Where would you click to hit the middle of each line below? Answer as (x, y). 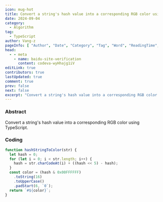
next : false (17, 90)
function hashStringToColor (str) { (41, 150)
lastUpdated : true (24, 77)
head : (10, 50)
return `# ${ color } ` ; (30, 190)
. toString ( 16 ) (28, 177)
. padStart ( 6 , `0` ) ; (33, 186)
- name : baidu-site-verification (48, 59)
